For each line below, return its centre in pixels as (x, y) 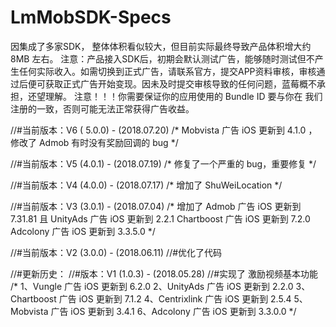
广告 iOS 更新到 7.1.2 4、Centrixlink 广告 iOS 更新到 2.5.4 (175, 298)
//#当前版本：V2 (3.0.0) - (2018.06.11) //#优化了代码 (116, 252)
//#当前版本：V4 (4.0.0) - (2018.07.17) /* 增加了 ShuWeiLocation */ (146, 185)
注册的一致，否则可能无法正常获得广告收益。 (102, 108)
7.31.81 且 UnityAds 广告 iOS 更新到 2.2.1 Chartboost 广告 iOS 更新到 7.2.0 (160, 218)
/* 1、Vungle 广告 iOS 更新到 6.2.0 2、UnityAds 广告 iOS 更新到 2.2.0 (152, 286)
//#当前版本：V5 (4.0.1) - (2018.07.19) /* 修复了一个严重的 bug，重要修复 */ (163, 163)
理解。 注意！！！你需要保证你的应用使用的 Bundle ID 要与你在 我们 (183, 96)
